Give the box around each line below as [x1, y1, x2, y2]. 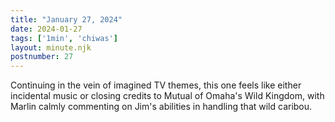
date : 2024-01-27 [10, 24, 83, 34]
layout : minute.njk [10, 42, 92, 53]
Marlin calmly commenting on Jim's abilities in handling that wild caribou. [10, 101, 313, 113]
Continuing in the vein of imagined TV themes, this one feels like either [10, 79, 302, 91]
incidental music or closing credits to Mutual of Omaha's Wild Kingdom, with [10, 90, 325, 102]
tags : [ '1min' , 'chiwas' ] [10, 33, 118, 43]
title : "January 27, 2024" [10, 14, 123, 25]
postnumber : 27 [10, 52, 74, 62]
